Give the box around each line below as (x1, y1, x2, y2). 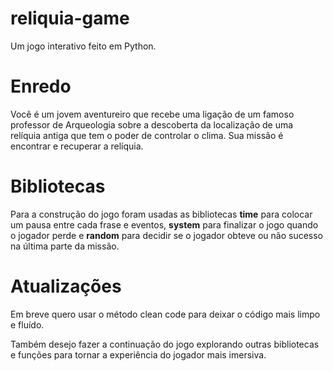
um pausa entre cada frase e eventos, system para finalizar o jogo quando (10, 218, 319, 231)
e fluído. (10, 318, 45, 331)
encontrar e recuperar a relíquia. (10, 140, 144, 152)
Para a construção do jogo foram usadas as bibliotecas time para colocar (10, 208, 313, 220)
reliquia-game (10, 7, 130, 30)
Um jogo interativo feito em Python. (10, 40, 157, 52)
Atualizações (10, 275, 122, 297)
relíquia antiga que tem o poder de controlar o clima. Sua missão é (10, 129, 284, 141)
